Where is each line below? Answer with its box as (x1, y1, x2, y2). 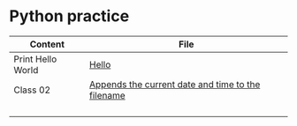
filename (89, 89, 126, 101)
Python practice (9, 6, 130, 26)
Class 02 (13, 84, 51, 96)
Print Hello (13, 53, 57, 65)
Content (29, 38, 65, 50)
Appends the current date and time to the (89, 78, 261, 90)
